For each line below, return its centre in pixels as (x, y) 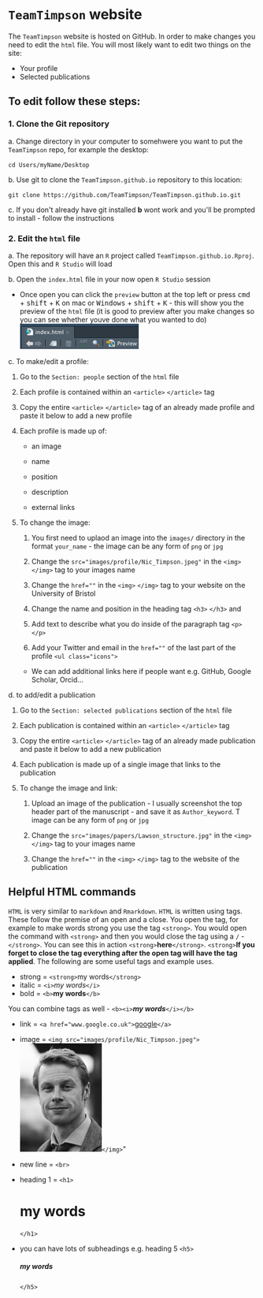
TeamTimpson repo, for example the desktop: (79, 149)
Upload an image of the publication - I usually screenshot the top (137, 803)
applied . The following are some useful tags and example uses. (111, 961)
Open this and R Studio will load (60, 264)
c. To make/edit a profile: (48, 361)
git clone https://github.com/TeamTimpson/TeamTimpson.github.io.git (125, 195)
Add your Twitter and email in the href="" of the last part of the (133, 647)
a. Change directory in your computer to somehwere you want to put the (126, 141)
